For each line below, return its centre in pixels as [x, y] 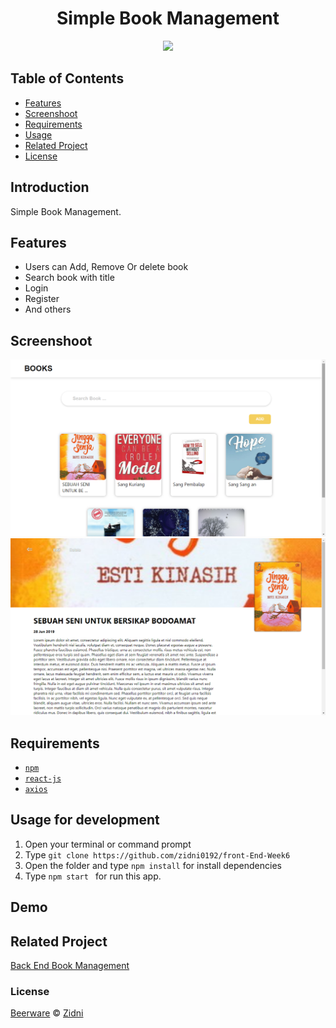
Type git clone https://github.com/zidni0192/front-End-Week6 [157, 854]
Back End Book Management [70, 966]
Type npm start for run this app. [93, 876]
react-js [43, 779]
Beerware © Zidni [47, 1013]
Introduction [50, 187]
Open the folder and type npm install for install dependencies [153, 865]
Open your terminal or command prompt [108, 844]
